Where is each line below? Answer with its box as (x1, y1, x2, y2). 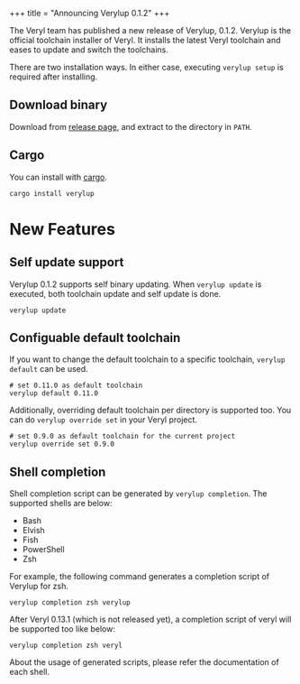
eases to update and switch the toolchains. (9, 44, 168, 55)
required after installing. (9, 71, 98, 82)
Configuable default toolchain (9, 330, 181, 346)
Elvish (22, 525, 45, 536)
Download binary (9, 97, 108, 113)
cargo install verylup (9, 189, 95, 198)
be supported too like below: (9, 624, 115, 634)
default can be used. (9, 364, 88, 374)
